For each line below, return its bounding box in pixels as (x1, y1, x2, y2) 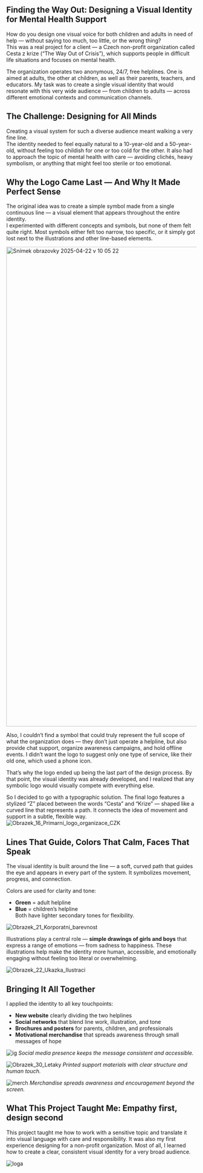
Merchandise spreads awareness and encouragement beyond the (29, 1079, 195, 1087)
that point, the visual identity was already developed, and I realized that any (6, 775, 195, 783)
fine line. (6, 133, 28, 141)
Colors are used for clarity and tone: (6, 887, 97, 895)
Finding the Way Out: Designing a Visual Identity (6, 5, 193, 15)
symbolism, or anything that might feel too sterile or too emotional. (6, 159, 172, 167)
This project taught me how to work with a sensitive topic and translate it (6, 1129, 187, 1136)
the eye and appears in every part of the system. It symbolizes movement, (6, 869, 192, 877)
